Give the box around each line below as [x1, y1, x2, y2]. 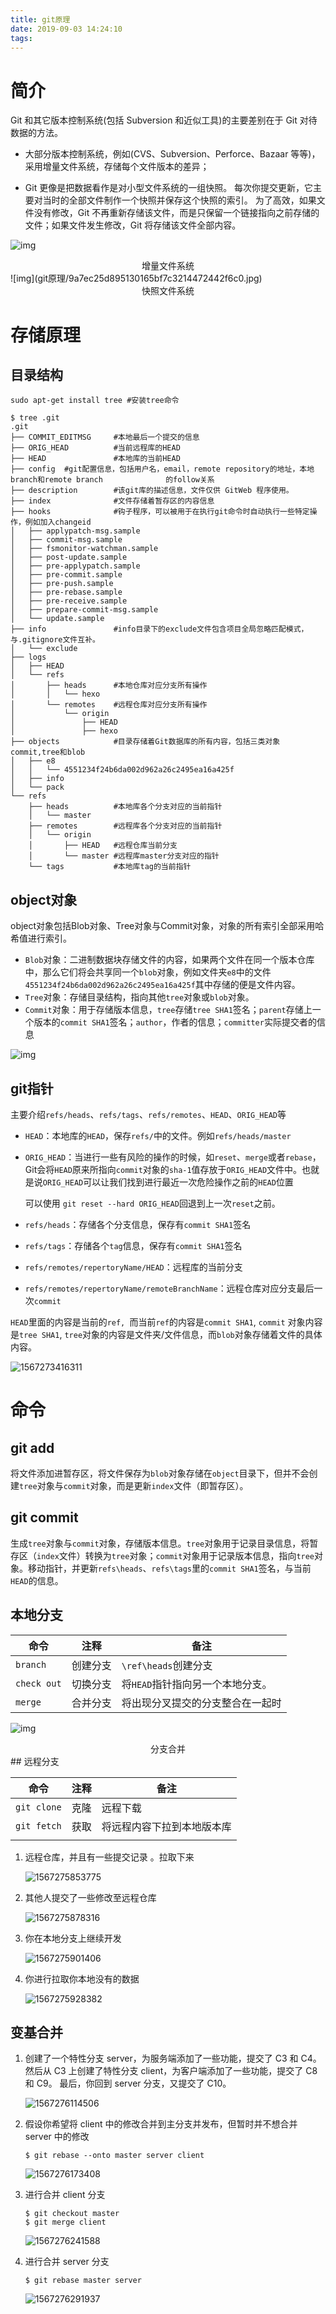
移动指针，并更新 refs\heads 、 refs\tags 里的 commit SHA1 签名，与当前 [27, 1562, 312, 1574]
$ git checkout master [24, 2209, 120, 2219]
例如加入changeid [24, 517, 92, 528]
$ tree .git [10, 413, 60, 423]
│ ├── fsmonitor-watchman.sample [10, 544, 159, 554]
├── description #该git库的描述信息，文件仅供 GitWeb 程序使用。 [10, 486, 294, 496]
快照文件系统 [141, 285, 195, 297]
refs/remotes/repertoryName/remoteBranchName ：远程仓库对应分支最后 [24, 1282, 315, 1294]
